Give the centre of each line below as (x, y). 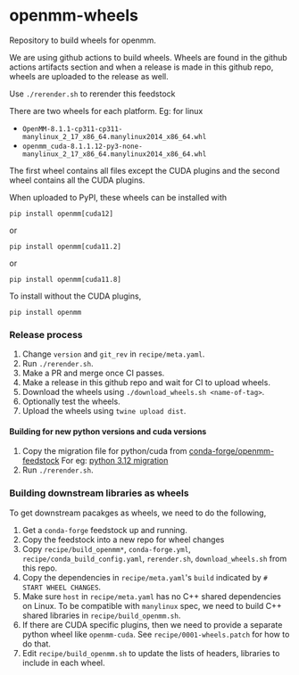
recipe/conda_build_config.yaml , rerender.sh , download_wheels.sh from (154, 558)
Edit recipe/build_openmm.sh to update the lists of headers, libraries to (151, 653)
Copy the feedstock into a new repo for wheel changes (123, 539)
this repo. (40, 568)
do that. (37, 644)
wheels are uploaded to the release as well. (89, 76)
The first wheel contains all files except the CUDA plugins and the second (145, 170)
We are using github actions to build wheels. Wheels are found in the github (148, 57)
